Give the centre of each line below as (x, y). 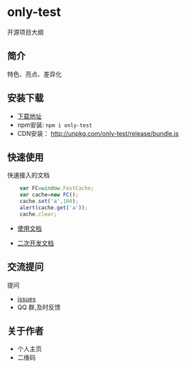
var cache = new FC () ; (49, 195)
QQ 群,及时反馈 (39, 307)
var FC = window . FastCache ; (57, 189)
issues (26, 299)
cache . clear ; (38, 214)
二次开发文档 (35, 243)
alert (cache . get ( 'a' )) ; (54, 208)
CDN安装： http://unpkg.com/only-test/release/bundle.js (98, 133)
